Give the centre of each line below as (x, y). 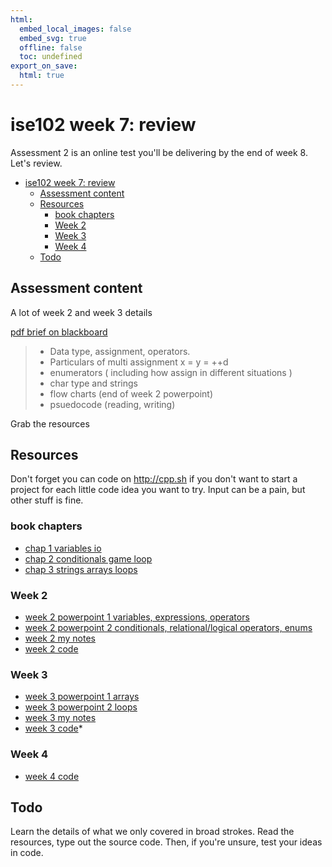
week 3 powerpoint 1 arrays (82, 697)
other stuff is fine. (47, 500)
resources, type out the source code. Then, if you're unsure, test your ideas (166, 842)
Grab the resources (50, 423)
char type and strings (93, 383)
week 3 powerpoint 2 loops (81, 707)
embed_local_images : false (75, 29)
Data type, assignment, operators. (120, 351)
